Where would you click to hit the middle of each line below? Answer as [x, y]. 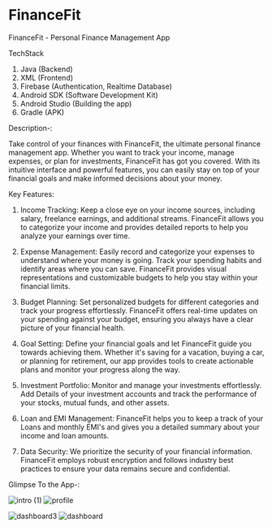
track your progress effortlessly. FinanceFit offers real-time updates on [139, 310]
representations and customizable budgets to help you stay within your [139, 277]
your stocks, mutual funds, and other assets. [95, 402]
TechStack [26, 53]
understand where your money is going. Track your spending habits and [141, 260]
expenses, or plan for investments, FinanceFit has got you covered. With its [134, 161]
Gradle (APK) [42, 112]
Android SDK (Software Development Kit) [89, 94]
